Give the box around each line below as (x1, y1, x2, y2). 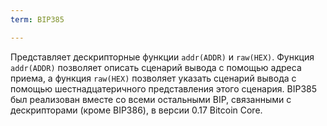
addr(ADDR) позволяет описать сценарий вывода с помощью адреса (10, 61, 302, 73)
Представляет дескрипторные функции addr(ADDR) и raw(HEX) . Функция (10, 51, 315, 63)
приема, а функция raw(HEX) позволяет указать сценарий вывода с (10, 72, 297, 84)
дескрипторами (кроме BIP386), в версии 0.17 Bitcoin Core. (10, 104, 263, 116)
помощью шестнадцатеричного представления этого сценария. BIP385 (10, 82, 318, 95)
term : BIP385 (10, 14, 65, 25)
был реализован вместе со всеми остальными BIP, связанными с (10, 93, 292, 105)
